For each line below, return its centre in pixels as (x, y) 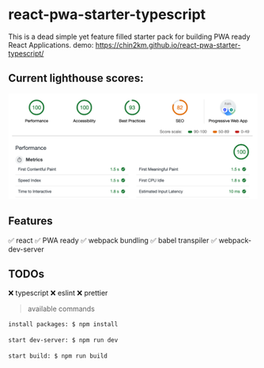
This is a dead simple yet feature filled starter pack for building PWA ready (129, 36)
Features (30, 221)
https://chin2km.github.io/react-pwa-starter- (168, 44)
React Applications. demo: (51, 44)
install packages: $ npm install (63, 324)
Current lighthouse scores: (76, 78)
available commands (61, 309)
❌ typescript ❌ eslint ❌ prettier (58, 293)
